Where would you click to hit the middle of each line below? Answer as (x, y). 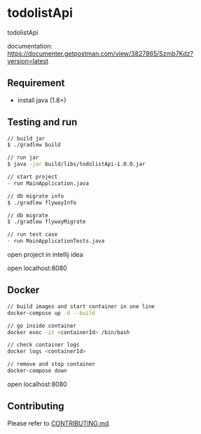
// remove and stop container (51, 364)
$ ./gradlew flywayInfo (42, 203)
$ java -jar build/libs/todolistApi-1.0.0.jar (76, 164)
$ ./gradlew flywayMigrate (47, 222)
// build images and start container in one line (81, 306)
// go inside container (42, 326)
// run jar (23, 158)
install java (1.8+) (42, 100)
